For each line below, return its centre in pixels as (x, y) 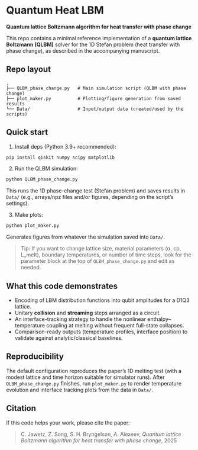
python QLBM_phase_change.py (42, 179)
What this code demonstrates (62, 286)
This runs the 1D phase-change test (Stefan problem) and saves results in (96, 191)
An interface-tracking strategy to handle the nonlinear (80, 319)
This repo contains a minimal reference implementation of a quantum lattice (99, 38)
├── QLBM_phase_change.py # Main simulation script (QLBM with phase (96, 88)
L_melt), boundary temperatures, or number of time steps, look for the (106, 255)
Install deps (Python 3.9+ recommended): (65, 146)
